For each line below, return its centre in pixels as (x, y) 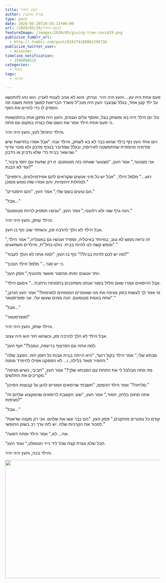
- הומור (16, 70)
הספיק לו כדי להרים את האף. (32, 107)
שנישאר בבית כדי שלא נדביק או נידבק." (41, 152)
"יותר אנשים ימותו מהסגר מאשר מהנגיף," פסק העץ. (53, 273)
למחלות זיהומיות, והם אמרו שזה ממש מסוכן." (47, 181)
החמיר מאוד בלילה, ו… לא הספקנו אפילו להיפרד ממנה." (57, 360)
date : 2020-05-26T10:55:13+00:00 (40, 23)
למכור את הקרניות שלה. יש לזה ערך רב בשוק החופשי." (55, 424)
